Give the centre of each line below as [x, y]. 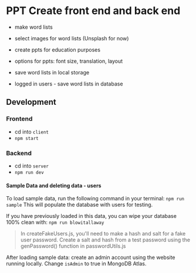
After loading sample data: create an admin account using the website [91, 257]
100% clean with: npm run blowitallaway [55, 222]
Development [31, 102]
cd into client [31, 132]
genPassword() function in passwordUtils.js [73, 246]
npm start [27, 138]
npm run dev [29, 172]
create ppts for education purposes [58, 50]
